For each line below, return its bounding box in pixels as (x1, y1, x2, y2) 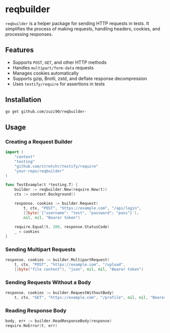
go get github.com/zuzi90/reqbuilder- (5, 109, 87, 114)
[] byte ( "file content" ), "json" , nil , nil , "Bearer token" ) (14, 267, 144, 272)
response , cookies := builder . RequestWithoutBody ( (5, 290, 114, 295)
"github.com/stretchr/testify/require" (14, 164, 99, 169)
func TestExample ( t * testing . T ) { (5, 182, 78, 188)
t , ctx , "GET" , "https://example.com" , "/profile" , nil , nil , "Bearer (14, 295, 166, 300)
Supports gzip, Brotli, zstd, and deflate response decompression (12, 75, 147, 82)
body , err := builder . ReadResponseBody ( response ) (5, 318, 112, 324)
